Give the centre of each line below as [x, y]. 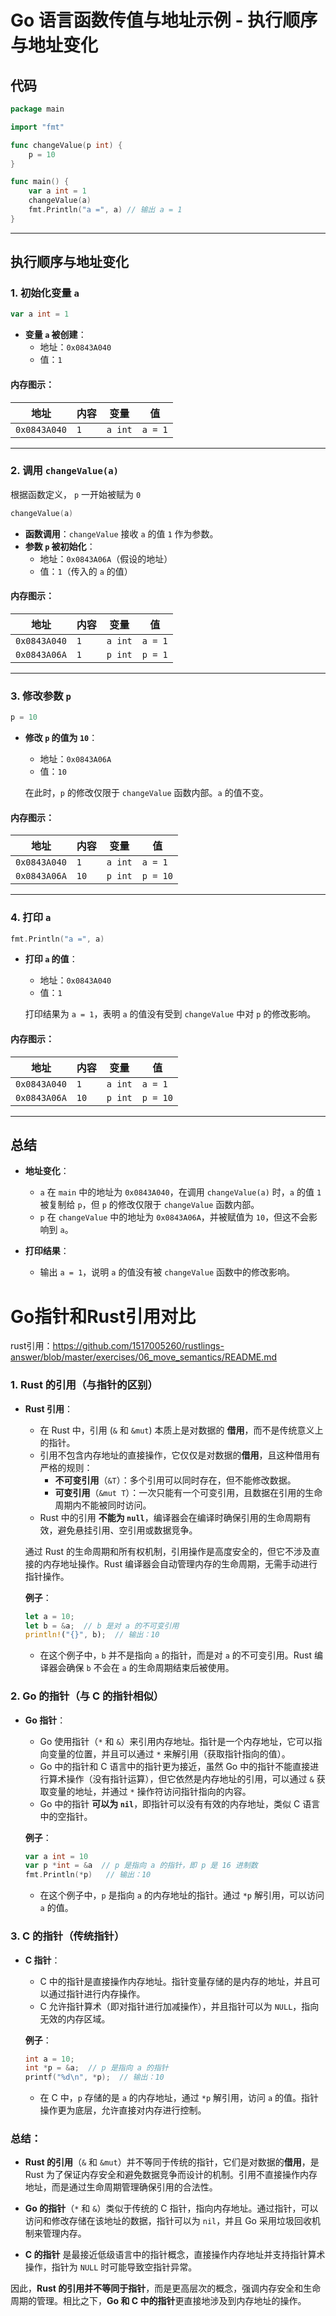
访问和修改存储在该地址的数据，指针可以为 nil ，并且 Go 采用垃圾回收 [168, 2221]
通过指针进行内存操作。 [97, 1993]
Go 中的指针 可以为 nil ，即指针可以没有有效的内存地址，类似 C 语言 [180, 1803]
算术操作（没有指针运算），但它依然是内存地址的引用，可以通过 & [181, 1778]
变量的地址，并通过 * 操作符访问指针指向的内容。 [150, 1791]
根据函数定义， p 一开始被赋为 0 [76, 494]
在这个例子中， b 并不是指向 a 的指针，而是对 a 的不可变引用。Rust [176, 1655]
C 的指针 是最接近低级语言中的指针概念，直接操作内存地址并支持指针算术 [175, 2255]
